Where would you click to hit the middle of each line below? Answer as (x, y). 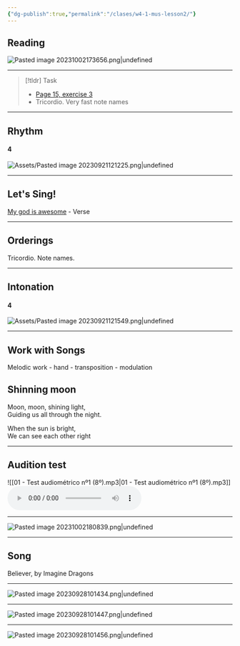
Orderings (30, 241)
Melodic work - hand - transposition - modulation (80, 368)
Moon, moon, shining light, (46, 407)
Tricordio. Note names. (41, 258)
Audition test (37, 465)
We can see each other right (49, 435)
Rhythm (25, 131)
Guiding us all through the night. (55, 414)
